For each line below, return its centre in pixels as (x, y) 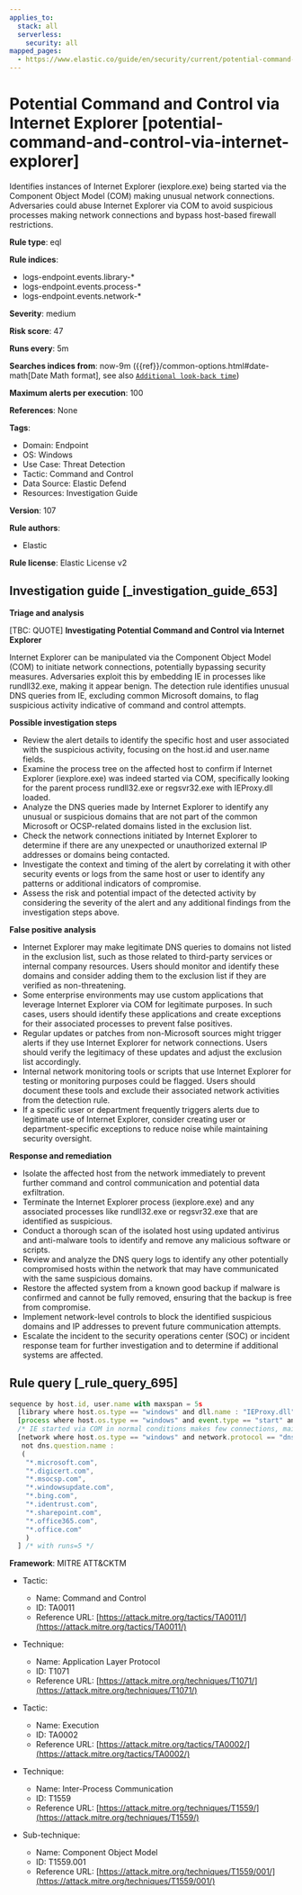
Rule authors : (35, 528)
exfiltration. (44, 1192)
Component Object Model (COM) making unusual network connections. (142, 195)
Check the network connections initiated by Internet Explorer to (140, 835)
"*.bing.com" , (52, 1496)
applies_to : (31, 18)
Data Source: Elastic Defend (75, 483)
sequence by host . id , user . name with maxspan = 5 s (106, 1404)
